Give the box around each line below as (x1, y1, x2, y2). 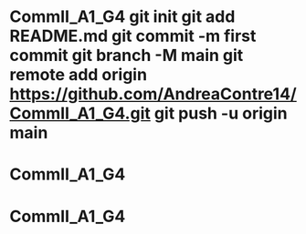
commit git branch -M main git (9, 46, 244, 66)
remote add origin (9, 65, 148, 86)
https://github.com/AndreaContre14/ (9, 84, 297, 105)
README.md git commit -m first (9, 25, 257, 46)
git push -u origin (153, 103, 288, 124)
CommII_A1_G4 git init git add (9, 6, 236, 27)
